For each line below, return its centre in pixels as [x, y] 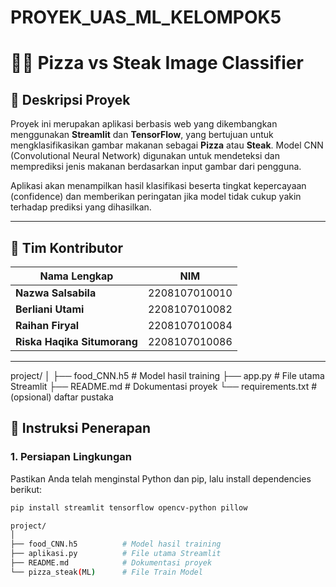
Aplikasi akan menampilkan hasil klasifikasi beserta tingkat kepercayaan [158, 186]
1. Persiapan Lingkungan [71, 457]
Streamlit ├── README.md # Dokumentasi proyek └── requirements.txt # [164, 386]
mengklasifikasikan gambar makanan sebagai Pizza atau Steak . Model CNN [167, 145]
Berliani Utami [50, 309]
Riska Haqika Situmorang [76, 341]
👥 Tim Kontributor [67, 247]
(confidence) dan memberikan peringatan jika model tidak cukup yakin [156, 197]
